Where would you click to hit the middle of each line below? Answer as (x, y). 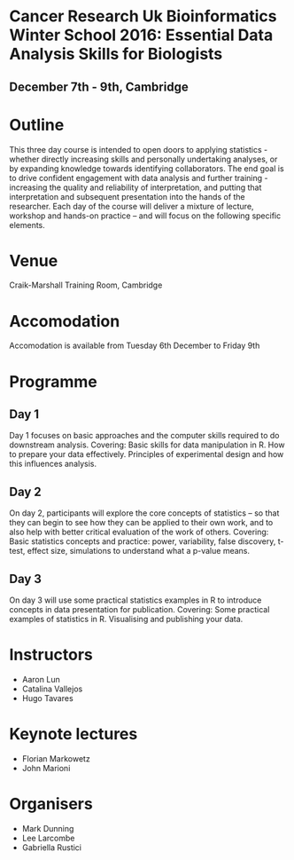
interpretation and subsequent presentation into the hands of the (127, 196)
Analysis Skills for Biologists (116, 54)
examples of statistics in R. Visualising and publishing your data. (126, 619)
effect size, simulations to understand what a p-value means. (139, 551)
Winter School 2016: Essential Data (141, 35)
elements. (27, 225)
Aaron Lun (41, 679)
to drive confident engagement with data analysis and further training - (139, 178)
